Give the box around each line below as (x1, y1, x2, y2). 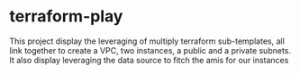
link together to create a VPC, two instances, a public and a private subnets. (9, 45, 291, 55)
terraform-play (9, 6, 123, 27)
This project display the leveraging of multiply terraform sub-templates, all (9, 36, 286, 46)
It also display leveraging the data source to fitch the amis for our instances (9, 54, 289, 65)
